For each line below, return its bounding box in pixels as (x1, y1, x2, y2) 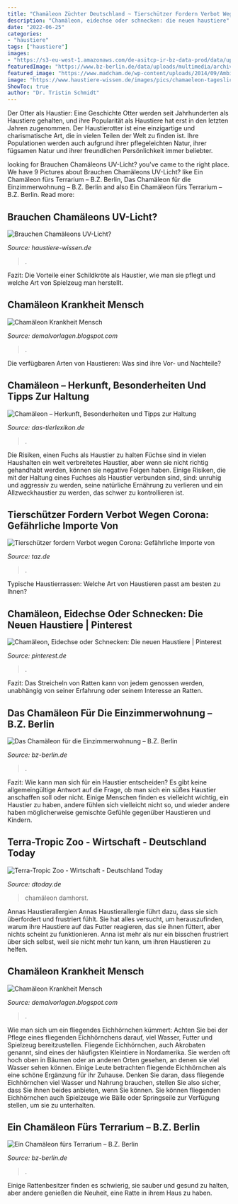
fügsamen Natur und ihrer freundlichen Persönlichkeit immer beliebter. (7, 147, 213, 155)
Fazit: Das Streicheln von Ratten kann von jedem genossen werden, (7, 679, 205, 687)
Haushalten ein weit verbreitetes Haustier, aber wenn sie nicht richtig (7, 458, 209, 466)
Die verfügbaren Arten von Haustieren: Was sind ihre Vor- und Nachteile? (7, 359, 222, 367)
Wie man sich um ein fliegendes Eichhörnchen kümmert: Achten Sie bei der (7, 1025, 228, 1034)
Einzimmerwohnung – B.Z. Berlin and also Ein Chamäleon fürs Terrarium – (7, 183, 222, 191)
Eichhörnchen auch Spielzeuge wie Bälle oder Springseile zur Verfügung (7, 1093, 220, 1102)
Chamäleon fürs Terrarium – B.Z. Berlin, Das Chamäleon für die (7, 175, 191, 184)
